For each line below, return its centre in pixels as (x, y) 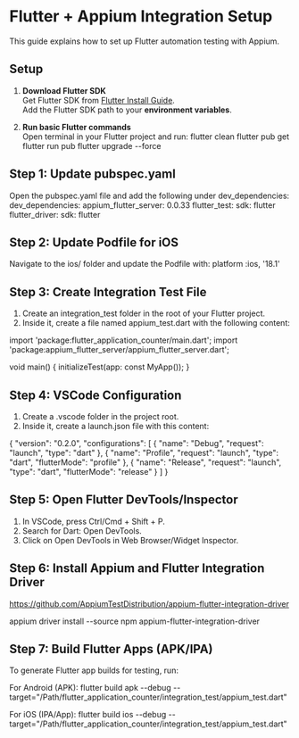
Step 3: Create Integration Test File (108, 292)
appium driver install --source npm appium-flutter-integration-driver (135, 621)
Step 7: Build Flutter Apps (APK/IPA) (111, 649)
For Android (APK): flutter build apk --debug (90, 688)
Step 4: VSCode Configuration (96, 395)
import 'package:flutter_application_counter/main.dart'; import (124, 340)
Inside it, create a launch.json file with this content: (116, 426)
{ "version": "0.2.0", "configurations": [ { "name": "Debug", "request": (137, 443)
